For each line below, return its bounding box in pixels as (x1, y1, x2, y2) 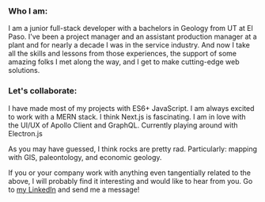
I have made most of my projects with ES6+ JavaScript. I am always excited (8, 103, 255, 112)
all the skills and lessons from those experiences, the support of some (8, 49, 237, 59)
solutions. (8, 66, 40, 75)
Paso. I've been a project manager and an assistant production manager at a (8, 32, 257, 41)
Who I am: (8, 6, 48, 17)
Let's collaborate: (8, 86, 78, 97)
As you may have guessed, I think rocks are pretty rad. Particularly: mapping (8, 144, 258, 154)
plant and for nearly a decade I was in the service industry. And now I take (8, 40, 251, 50)
